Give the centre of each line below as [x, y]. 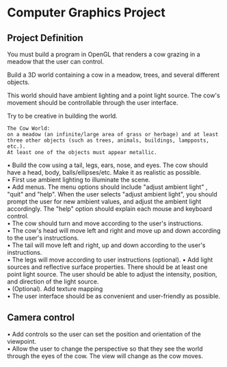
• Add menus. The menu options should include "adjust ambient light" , [107, 187]
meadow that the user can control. [56, 62]
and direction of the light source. [53, 281]
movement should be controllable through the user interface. [93, 103]
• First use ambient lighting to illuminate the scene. [79, 180]
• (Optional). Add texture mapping [55, 289]
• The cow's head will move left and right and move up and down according [114, 230]
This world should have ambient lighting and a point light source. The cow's [113, 95]
